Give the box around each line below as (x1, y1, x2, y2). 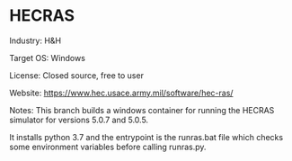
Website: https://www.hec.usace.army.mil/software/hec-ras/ (9, 87, 234, 98)
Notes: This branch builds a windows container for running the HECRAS (9, 104, 275, 115)
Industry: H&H (9, 35, 62, 46)
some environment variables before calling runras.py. (9, 141, 207, 152)
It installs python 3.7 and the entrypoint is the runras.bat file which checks (9, 131, 284, 142)
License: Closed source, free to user (9, 69, 144, 81)
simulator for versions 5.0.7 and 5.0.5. (9, 114, 149, 125)
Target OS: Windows (9, 52, 85, 63)
